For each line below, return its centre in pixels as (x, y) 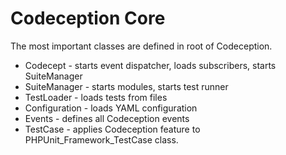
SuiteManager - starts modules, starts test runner (126, 86)
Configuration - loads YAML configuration (111, 108)
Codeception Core (88, 18)
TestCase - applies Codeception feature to (112, 129)
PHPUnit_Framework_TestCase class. (101, 139)
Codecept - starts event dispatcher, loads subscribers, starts (150, 65)
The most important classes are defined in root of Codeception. (141, 46)
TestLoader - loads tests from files (96, 97)
